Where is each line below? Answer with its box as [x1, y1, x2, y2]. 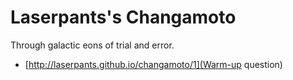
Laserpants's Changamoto [10, 6, 237, 29]
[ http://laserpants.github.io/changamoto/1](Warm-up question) [24, 58, 283, 70]
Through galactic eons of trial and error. [10, 39, 175, 51]
